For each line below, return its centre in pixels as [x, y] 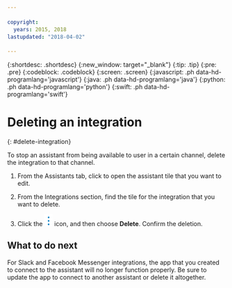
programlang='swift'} [38, 95]
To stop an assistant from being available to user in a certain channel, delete [116, 155]
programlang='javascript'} [44, 79]
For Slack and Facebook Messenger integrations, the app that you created [114, 262]
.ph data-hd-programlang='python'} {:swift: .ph [75, 87]
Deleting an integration [75, 122]
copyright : [23, 22]
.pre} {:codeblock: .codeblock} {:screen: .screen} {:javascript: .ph [101, 72]
